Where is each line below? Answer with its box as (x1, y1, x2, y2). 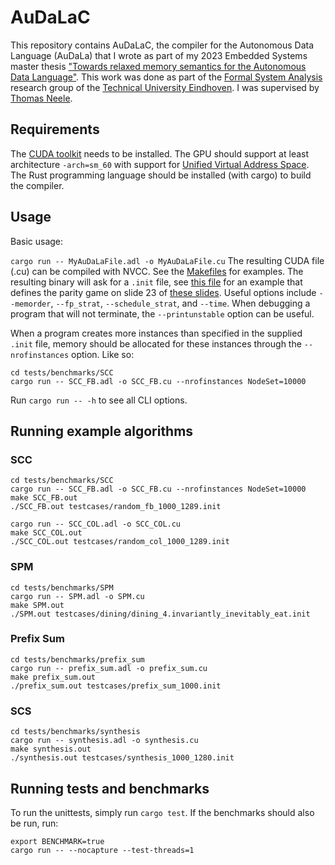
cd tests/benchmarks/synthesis (10, 727, 141, 737)
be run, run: (10, 817, 59, 829)
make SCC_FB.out (10, 493, 78, 503)
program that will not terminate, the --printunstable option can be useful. (10, 307, 315, 320)
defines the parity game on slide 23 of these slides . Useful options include (10, 286, 317, 298)
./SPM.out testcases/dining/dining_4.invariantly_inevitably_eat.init (10, 609, 311, 619)
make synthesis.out (10, 744, 92, 755)
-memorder (10, 299, 52, 309)
